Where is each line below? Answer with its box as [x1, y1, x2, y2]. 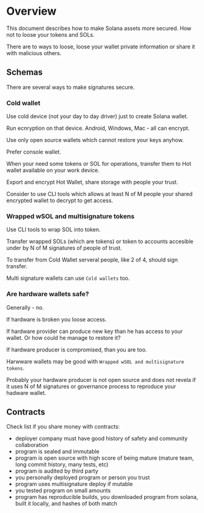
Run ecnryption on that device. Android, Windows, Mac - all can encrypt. [6, 124, 190, 132]
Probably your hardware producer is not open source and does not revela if [6, 376, 196, 383]
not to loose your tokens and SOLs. [6, 31, 95, 38]
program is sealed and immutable [15, 448, 100, 455]
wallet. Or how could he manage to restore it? [6, 334, 121, 341]
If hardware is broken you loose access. [6, 315, 107, 323]
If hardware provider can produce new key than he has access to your [6, 328, 183, 335]
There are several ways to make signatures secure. [6, 83, 135, 91]
